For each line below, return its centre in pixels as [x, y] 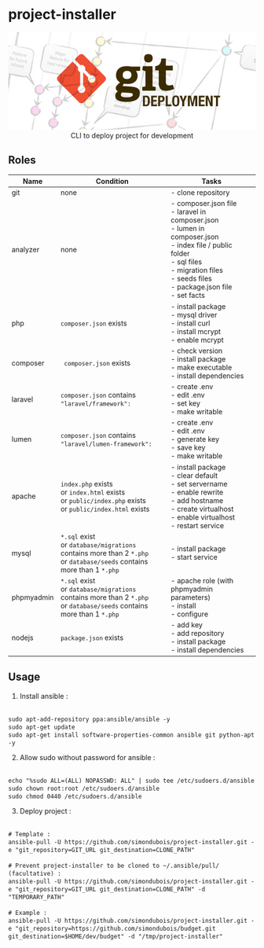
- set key [185, 403]
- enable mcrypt [197, 340]
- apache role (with [202, 581]
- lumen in [187, 229]
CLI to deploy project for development [132, 135]
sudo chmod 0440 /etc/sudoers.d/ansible [75, 796]
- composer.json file [203, 204]
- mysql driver [194, 314]
